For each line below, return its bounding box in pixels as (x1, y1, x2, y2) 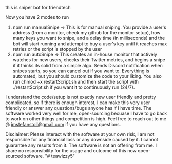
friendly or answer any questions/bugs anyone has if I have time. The (5, 105, 152, 111)
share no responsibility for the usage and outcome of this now (5, 148, 137, 153)
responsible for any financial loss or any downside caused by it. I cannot (5, 137, 158, 142)
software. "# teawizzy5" (24, 153, 75, 159)
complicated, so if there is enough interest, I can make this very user (5, 99, 150, 106)
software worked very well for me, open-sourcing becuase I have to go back (5, 110, 167, 116)
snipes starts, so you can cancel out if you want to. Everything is (12, 68, 150, 74)
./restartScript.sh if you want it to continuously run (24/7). (12, 84, 135, 90)
